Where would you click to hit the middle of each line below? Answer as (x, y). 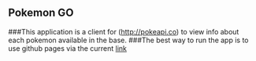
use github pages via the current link (68, 48)
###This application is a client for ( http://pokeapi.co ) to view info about (124, 31)
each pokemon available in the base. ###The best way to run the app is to (128, 40)
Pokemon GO (41, 13)
